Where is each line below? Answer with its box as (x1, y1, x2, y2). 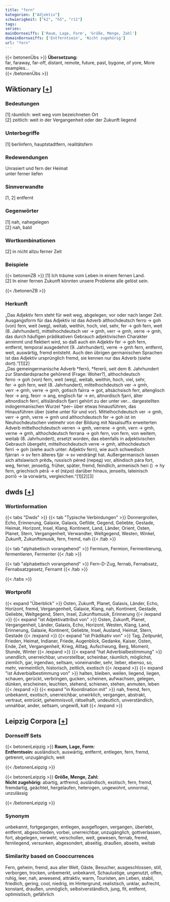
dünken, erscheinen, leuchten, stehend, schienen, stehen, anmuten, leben (5, 681, 160, 687)
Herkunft (5, 300, 28, 308)
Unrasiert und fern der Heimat (5, 165, 68, 171)
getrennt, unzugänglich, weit (5, 754, 65, 760)
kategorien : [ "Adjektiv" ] (5, 12, 60, 17)
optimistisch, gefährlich (5, 891, 54, 897)
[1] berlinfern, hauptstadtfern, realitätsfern (5, 141, 93, 147)
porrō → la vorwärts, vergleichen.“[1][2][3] (5, 473, 94, 479)
